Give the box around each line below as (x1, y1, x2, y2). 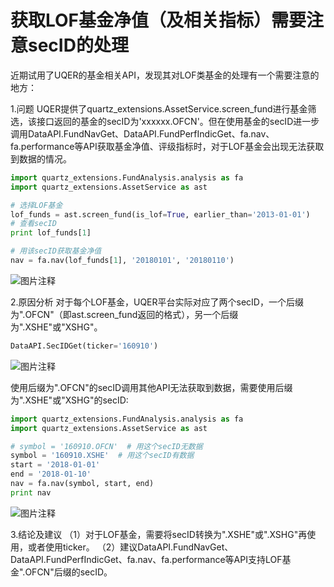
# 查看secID (10, 219, 57, 229)
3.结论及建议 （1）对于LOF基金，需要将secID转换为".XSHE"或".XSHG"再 (10, 528, 308, 540)
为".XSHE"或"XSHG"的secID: (10, 394, 129, 406)
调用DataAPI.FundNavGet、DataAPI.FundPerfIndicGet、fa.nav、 (10, 127, 275, 140)
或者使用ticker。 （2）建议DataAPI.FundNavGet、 (27, 541, 234, 553)
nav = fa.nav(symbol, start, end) (10, 479, 155, 489)
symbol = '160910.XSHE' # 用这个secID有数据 (10, 451, 195, 461)
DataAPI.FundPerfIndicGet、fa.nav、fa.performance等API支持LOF (10, 553, 283, 565)
